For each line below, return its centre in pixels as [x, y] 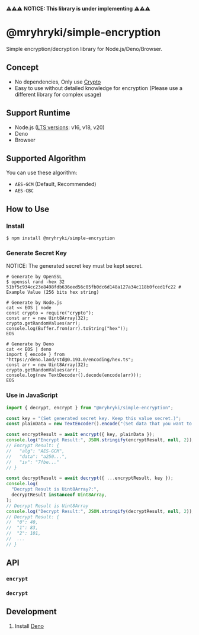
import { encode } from [36, 355]
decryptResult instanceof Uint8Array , [60, 495]
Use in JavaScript [32, 395]
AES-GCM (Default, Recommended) [55, 184]
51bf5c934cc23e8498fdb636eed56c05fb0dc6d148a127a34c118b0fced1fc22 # [94, 287]
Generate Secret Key [36, 253]
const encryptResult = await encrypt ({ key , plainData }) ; [81, 435]
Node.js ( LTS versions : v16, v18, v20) [60, 127]
